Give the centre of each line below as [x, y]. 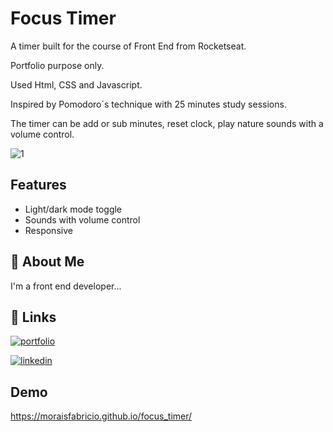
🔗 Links [33, 317]
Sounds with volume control [82, 219]
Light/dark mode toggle [73, 209]
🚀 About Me [47, 262]
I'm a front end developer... [66, 286]
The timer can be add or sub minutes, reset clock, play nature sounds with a [167, 123]
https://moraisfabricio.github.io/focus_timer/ [101, 416]
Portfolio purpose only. [57, 65]
